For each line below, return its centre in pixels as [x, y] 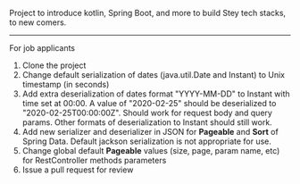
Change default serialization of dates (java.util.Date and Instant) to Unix [154, 75]
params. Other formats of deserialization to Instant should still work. [147, 122]
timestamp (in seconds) [66, 84]
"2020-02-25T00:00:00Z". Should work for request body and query [147, 113]
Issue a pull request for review [78, 170]
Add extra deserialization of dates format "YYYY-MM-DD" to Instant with [156, 94]
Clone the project [54, 65]
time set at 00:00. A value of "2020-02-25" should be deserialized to [149, 103]
